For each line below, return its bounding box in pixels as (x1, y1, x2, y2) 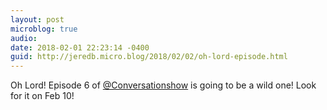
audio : (10, 33, 38, 43)
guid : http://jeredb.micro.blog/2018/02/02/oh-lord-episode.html (10, 52, 288, 62)
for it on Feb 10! (10, 90, 75, 102)
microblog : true (10, 24, 78, 34)
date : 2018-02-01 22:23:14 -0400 (10, 42, 150, 53)
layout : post (10, 14, 65, 25)
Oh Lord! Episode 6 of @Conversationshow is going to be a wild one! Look (10, 79, 317, 91)
